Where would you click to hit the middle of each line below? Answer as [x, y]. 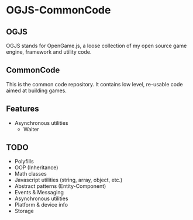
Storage [24, 211]
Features [23, 109]
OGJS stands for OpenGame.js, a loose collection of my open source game [96, 46]
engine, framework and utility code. [49, 52]
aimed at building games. [37, 90]
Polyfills [24, 162]
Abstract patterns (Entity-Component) [60, 186]
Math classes [30, 174]
